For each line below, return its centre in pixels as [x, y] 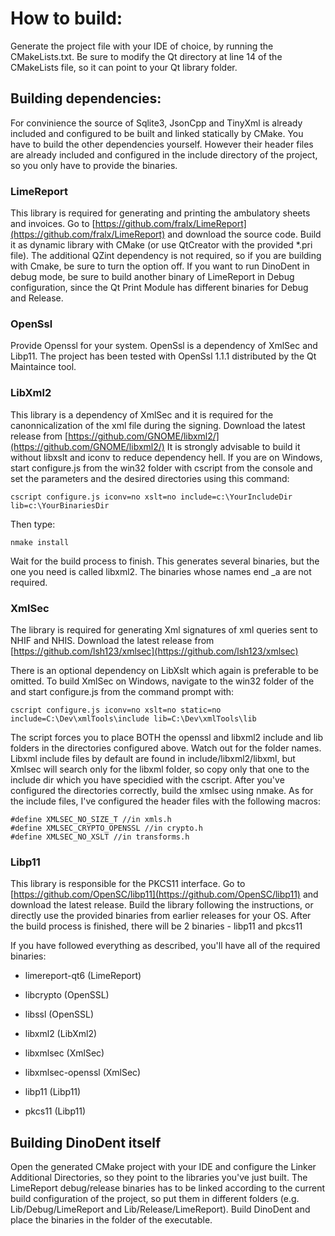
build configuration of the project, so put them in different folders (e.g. [155, 1199]
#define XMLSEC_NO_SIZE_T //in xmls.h [91, 819]
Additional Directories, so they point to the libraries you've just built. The [159, 1178]
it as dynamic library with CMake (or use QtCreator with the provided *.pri [161, 245]
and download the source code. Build [244, 234]
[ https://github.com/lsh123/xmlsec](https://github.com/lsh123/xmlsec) [154, 651]
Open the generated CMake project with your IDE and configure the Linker [163, 1167]
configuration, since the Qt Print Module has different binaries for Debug [159, 288]
